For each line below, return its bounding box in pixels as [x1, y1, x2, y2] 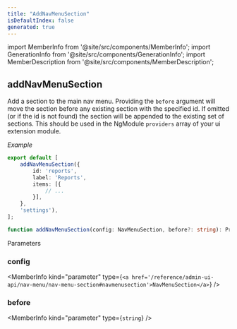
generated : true [7, 23, 55, 30]
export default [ [7, 155, 59, 162]
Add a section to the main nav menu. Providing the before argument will [7, 97, 216, 106]
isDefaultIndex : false [7, 17, 74, 24]
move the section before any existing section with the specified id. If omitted [7, 104, 230, 113]
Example [7, 140, 33, 149]
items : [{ [32, 181, 61, 188]
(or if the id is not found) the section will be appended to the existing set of [7, 112, 224, 121]
